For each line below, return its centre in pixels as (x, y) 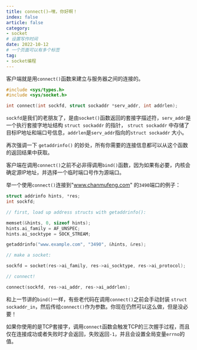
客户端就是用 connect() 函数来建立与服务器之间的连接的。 (75, 78)
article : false (25, 22)
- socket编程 (21, 61)
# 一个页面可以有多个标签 (33, 50)
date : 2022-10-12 (27, 45)
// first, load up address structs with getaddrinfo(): (76, 212)
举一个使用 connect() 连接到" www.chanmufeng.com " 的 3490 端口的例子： (93, 185)
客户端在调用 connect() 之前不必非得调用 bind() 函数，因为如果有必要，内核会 (98, 165)
